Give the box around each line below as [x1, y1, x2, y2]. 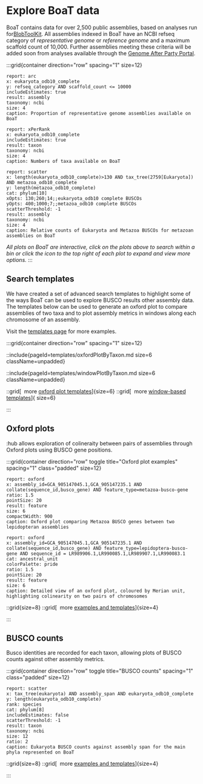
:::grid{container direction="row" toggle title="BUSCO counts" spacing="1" [6, 667, 194, 675]
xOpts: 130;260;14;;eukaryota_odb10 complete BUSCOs [6, 195, 142, 201]
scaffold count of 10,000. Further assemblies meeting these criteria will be [6, 43, 191, 50]
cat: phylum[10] [6, 190, 47, 196]
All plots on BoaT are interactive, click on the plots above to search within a [6, 243, 195, 250]
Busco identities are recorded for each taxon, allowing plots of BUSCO [6, 649, 182, 656]
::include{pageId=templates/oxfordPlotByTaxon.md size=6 [6, 351, 153, 359]
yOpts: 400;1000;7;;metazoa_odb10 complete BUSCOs [6, 201, 137, 207]
